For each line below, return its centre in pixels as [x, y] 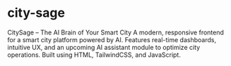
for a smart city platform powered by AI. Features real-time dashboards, [112, 39]
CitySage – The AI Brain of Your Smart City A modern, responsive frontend [116, 32]
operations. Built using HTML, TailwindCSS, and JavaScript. [94, 55]
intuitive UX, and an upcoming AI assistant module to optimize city [104, 47]
